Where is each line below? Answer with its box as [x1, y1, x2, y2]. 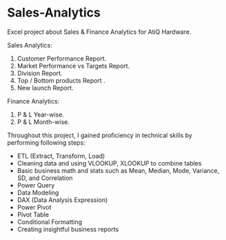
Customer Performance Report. [17, 54, 107, 63]
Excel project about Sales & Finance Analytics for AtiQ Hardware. [7, 28, 192, 36]
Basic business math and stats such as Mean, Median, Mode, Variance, [17, 166, 220, 174]
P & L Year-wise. [17, 110, 64, 119]
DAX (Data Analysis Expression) [17, 195, 108, 204]
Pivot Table [17, 210, 50, 219]
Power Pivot [17, 203, 52, 211]
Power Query [17, 181, 55, 189]
